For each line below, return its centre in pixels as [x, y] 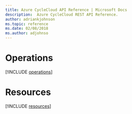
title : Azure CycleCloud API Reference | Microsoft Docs [66, 10]
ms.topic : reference [27, 24]
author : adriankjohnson [30, 19]
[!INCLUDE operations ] [29, 72]
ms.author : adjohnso [27, 33]
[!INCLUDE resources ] [28, 106]
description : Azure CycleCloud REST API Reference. [62, 15]
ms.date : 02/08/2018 [27, 29]
